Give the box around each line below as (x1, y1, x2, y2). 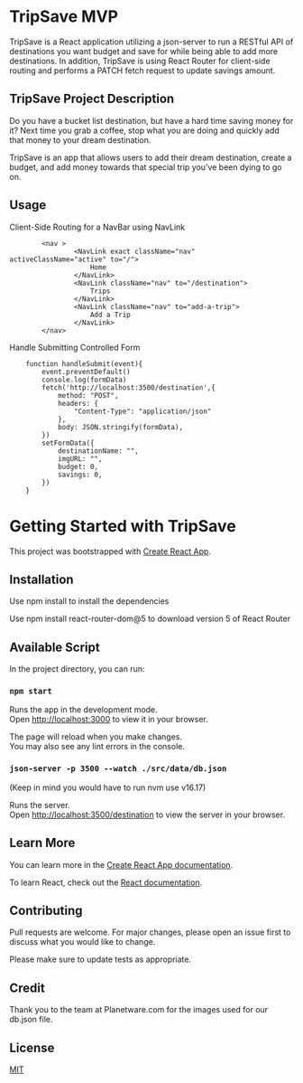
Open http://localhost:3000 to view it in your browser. (9, 714, 209, 725)
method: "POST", (57, 391, 119, 400)
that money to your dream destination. (9, 134, 151, 146)
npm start (9, 686, 52, 697)
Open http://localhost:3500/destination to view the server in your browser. (9, 809, 286, 820)
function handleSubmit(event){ (25, 359, 143, 368)
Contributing (9, 902, 83, 918)
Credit (9, 980, 45, 995)
